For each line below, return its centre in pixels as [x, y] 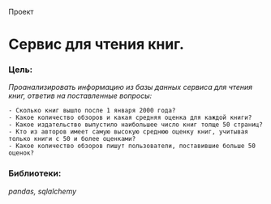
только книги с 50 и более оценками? [72, 139]
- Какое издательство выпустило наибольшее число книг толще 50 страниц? [136, 125]
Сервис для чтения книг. [97, 45]
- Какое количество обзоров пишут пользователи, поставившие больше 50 [132, 146]
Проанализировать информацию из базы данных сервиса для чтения [131, 87]
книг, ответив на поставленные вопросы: [80, 96]
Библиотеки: [35, 173]
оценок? [22, 153]
